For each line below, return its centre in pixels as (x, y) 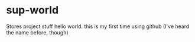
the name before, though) (38, 32)
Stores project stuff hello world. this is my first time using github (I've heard (98, 26)
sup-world (32, 10)
